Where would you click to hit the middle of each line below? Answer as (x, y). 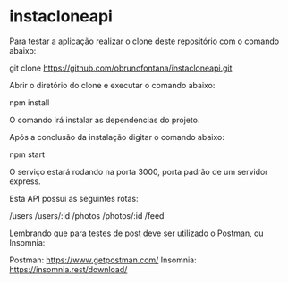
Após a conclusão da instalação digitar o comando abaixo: (117, 137)
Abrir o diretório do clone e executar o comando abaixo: (112, 85)
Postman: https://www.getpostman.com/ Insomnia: (103, 260)
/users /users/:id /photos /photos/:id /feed (87, 215)
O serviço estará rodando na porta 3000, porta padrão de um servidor (139, 171)
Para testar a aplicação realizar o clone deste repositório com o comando (144, 41)
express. (25, 181)
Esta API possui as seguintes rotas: (74, 198)
